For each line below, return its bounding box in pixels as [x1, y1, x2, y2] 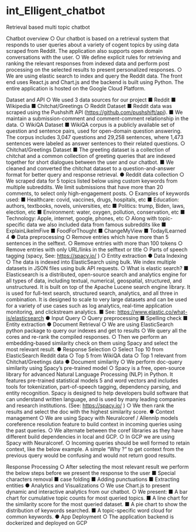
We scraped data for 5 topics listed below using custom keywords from [6, 177, 178, 184]
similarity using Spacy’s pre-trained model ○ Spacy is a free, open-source [6, 364, 185, 371]
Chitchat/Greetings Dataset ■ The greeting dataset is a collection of [6, 146, 171, 153]
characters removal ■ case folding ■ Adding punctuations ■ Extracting [6, 476, 180, 483]
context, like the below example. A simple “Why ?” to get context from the [6, 445, 184, 453]
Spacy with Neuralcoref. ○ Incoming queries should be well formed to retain [6, 439, 190, 446]
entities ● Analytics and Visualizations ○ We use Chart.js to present [6, 482, 171, 489]
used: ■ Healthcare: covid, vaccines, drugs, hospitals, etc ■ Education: [6, 196, 180, 203]
